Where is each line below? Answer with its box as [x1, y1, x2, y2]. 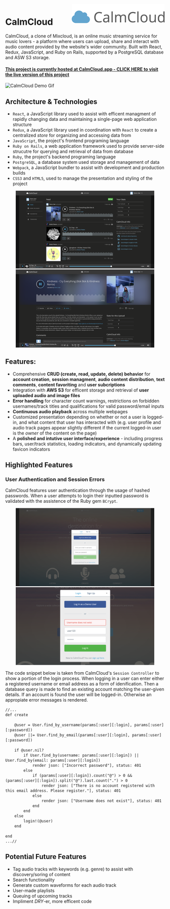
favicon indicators [12, 446, 51, 452]
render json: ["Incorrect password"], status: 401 [32, 763, 142, 768]
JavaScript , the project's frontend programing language [12, 138, 130, 144]
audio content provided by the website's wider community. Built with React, [5, 44, 163, 50]
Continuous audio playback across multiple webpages [12, 408, 128, 414]
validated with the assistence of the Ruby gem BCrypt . [5, 498, 118, 504]
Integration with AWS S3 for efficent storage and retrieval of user [12, 387, 149, 393]
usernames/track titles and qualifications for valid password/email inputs [12, 403, 164, 409]
